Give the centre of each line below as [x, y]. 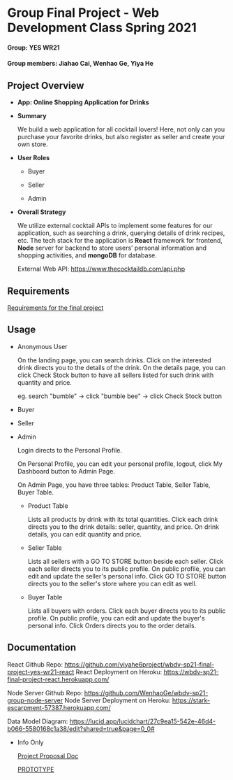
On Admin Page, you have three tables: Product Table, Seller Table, [114, 485]
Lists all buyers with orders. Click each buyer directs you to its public [127, 611]
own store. [33, 144]
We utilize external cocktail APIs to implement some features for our [115, 226]
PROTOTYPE [36, 769]
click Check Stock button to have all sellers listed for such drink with [115, 375]
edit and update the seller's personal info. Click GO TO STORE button [127, 576]
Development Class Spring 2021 [102, 28]
